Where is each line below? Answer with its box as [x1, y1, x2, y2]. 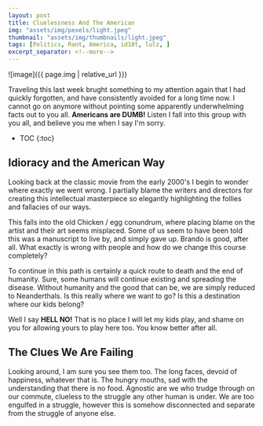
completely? [8, 251, 48, 260]
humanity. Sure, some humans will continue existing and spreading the [8, 274, 237, 284]
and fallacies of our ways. [8, 202, 92, 211]
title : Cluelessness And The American [8, 19, 135, 27]
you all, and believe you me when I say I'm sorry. [8, 119, 166, 127]
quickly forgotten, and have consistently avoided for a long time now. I [8, 94, 236, 102]
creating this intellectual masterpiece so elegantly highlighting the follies [8, 193, 242, 203]
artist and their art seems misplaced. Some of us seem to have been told [8, 226, 243, 235]
